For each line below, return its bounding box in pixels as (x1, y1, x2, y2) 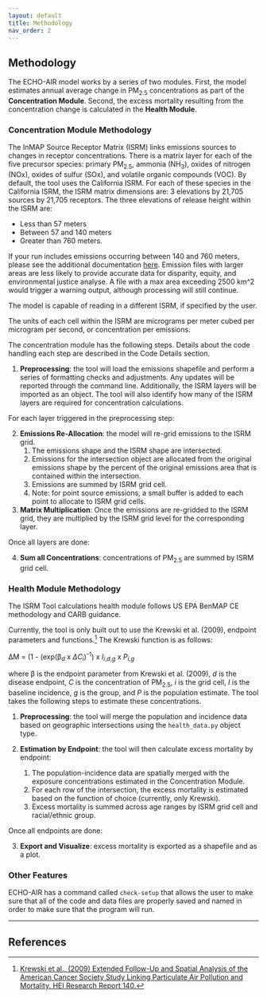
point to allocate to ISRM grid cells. (31, 497, 146, 506)
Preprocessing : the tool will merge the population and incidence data (19, 712, 248, 721)
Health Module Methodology (8, 583, 122, 594)
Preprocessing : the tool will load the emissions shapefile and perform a (19, 364, 255, 374)
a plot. (19, 850, 41, 859)
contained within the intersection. (31, 471, 141, 481)
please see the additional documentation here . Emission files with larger (8, 260, 244, 269)
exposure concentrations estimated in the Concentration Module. (31, 776, 246, 786)
